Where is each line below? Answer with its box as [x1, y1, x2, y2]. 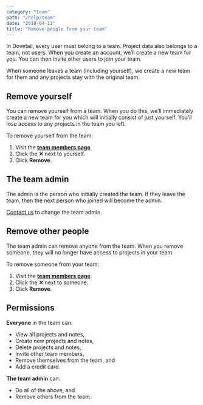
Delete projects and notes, [15, 344, 81, 351]
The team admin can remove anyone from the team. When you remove [6, 242, 184, 250]
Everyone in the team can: [6, 319, 73, 326]
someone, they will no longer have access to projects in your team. [6, 248, 174, 256]
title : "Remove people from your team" [6, 26, 108, 32]
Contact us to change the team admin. [6, 208, 102, 216]
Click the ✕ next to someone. [15, 279, 89, 286]
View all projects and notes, [15, 330, 85, 338]
